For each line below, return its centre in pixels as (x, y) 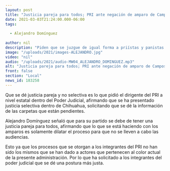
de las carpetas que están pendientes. (45, 111)
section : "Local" (24, 76)
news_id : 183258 (22, 80)
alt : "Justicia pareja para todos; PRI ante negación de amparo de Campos (86, 66)
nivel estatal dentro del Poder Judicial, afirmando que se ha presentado (80, 100)
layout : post (19, 10)
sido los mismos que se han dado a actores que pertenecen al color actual (83, 152)
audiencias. (17, 137)
